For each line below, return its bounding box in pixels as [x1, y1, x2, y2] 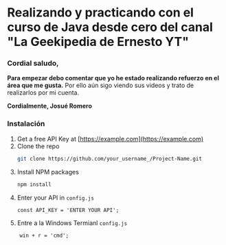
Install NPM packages [16, 167, 79, 176]
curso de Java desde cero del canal [7, 19, 213, 35]
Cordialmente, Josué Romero [7, 102, 93, 110]
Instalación [7, 119, 45, 128]
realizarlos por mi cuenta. [7, 89, 80, 97]
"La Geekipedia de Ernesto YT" [7, 34, 189, 49]
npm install [16, 180, 52, 188]
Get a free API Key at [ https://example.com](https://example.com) [16, 135, 204, 143]
